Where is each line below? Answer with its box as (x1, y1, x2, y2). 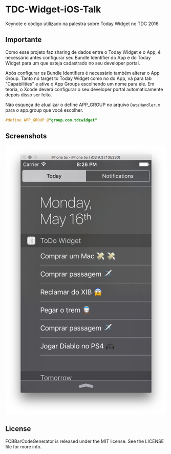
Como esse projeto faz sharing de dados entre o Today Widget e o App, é (5, 49, 161, 55)
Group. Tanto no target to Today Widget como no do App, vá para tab (5, 75, 152, 81)
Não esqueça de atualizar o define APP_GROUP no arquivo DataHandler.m (5, 101, 160, 108)
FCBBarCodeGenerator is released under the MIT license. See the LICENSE (5, 438, 164, 444)
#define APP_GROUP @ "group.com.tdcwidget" (5, 117, 97, 122)
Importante (5, 35, 42, 44)
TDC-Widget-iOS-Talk (5, 4, 101, 15)
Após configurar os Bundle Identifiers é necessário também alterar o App (5, 70, 160, 76)
